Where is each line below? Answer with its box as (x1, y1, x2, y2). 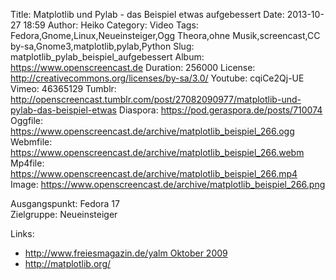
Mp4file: (10, 157, 45, 169)
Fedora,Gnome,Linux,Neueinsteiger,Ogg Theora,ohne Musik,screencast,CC (10, 30, 321, 41)
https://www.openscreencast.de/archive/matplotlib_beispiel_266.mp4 (10, 168, 298, 179)
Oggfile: (10, 115, 44, 126)
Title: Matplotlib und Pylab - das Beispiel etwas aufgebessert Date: (10, 9, 285, 20)
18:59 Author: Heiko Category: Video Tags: (23, 19, 199, 31)
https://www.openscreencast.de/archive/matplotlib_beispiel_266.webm (10, 147, 305, 158)
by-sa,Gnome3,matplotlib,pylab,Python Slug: (10, 40, 195, 52)
